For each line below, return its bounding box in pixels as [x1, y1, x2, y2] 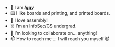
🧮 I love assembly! [10, 17, 48, 23]
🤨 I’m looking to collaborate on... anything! [10, 30, 97, 36]
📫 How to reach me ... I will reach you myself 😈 [10, 36, 110, 42]
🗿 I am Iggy [10, 5, 34, 10]
